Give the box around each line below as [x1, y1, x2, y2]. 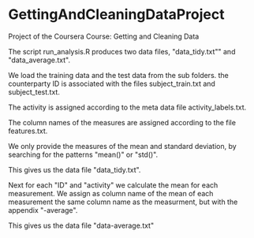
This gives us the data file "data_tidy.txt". [8, 165, 141, 174]
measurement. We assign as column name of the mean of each [8, 188, 214, 198]
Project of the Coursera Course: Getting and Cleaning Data [8, 32, 200, 41]
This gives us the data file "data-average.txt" [8, 221, 155, 230]
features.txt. [8, 126, 48, 136]
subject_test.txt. [8, 87, 61, 96]
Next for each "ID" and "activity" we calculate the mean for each [8, 180, 219, 190]
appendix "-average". [8, 205, 78, 214]
